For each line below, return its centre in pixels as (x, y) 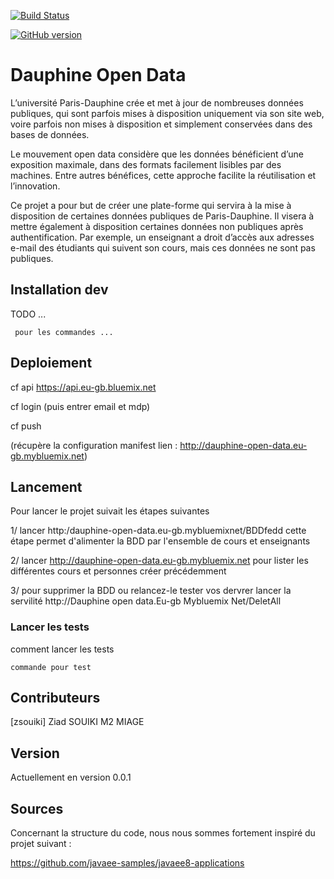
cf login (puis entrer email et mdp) (80, 406)
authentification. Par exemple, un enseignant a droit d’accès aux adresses (162, 237)
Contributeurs (55, 698)
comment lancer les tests (62, 649)
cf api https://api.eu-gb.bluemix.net (83, 387)
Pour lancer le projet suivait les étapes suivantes (110, 511)
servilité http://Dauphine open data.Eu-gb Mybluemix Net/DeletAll (146, 601)
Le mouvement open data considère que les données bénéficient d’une (157, 154)
